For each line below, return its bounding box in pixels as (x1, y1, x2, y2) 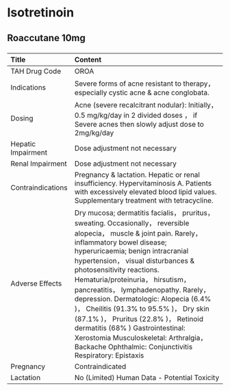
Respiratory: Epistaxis (74, 351, 144, 360)
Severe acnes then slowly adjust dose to (74, 119, 204, 129)
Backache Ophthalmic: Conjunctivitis (74, 342, 193, 351)
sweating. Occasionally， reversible (74, 218, 190, 227)
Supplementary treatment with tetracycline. (74, 195, 214, 205)
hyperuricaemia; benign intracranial (74, 246, 189, 255)
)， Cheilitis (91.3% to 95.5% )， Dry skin (74, 303, 210, 313)
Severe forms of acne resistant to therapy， (74, 79, 215, 88)
